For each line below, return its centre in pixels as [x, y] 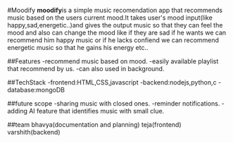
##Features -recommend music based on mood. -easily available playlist [113, 61]
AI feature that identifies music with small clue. [97, 111]
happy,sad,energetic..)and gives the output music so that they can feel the [115, 25]
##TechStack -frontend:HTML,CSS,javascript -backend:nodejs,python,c [112, 82]
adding [18, 111]
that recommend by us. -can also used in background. [86, 69]
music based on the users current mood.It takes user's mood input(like [110, 18]
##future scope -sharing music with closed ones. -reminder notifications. [114, 104]
